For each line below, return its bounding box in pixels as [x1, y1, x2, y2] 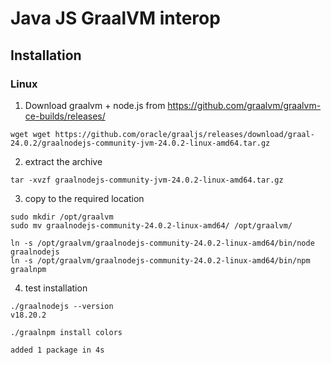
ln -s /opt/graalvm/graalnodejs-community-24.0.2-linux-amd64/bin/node [10, 238, 315, 248]
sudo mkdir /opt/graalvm [10, 212, 114, 222]
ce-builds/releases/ [24, 110, 106, 122]
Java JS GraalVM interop [10, 7, 221, 30]
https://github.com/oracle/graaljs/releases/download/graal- [54, 129, 315, 139]
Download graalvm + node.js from [24, 99, 166, 111]
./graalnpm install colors [10, 327, 123, 337]
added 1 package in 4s [10, 345, 105, 355]
